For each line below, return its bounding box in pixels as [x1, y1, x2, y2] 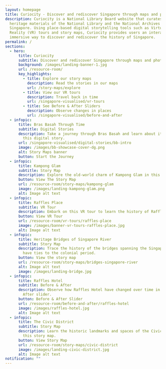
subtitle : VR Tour [18, 205, 56, 210]
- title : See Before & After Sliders [23, 104, 100, 109]
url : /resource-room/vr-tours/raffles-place [18, 218, 112, 224]
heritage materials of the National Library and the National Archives [9, 21, 161, 26]
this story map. [23, 333, 56, 338]
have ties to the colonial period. [23, 250, 96, 256]
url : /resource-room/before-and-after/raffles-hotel [18, 301, 129, 306]
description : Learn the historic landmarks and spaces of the [18, 329, 149, 334]
